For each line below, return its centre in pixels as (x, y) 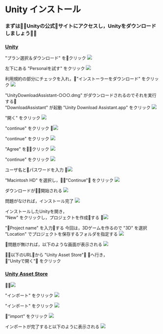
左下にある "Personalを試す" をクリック (45, 68)
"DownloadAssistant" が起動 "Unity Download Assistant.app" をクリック (78, 108)
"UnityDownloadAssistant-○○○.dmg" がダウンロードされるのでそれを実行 (81, 95)
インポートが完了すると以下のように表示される (52, 326)
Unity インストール (43, 10)
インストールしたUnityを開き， (36, 212)
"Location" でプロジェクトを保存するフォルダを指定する (61, 234)
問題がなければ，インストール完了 (39, 201)
